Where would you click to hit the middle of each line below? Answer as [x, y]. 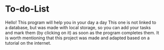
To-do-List [27, 9]
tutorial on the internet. [28, 43]
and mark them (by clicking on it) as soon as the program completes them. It [82, 33]
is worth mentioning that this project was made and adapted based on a [78, 38]
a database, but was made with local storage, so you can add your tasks [78, 27]
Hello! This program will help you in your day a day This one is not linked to [81, 22]
